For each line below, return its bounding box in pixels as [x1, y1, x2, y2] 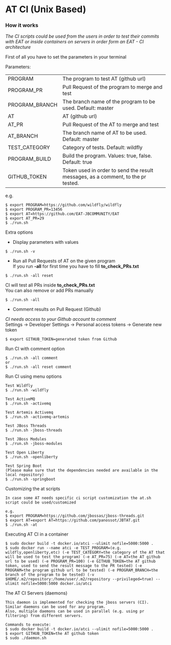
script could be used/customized [5, 500, 76, 505]
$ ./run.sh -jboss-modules [5, 441, 63, 446]
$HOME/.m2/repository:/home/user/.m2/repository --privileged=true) [5, 577, 154, 582]
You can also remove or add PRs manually [5, 288, 94, 294]
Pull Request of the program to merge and [62, 83, 163, 91]
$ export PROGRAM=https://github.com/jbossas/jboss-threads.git [5, 513, 145, 519]
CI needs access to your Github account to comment [5, 316, 117, 322]
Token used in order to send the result [62, 167, 154, 174]
